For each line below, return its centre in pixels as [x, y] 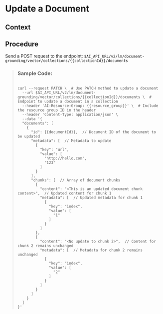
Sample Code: [35, 73]
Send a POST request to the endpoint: [44, 56]
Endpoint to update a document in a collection [68, 101]
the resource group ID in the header [57, 110]
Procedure [22, 44]
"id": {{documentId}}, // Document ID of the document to [93, 132]
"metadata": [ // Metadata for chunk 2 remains [91, 250]
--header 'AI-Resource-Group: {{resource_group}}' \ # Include [90, 105]
